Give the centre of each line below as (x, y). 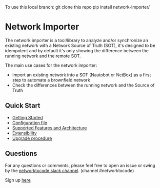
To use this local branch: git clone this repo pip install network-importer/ (78, 7)
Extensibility (24, 133)
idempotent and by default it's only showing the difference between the (77, 50)
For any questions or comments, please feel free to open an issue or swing (80, 165)
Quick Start (23, 106)
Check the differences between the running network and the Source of (83, 85)
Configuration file (30, 123)
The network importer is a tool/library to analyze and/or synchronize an (77, 40)
